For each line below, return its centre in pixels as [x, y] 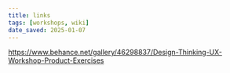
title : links [29, 15]
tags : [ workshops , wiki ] [49, 23]
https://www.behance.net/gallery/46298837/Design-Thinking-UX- [115, 53]
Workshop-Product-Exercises [56, 60]
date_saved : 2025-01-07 [47, 30]
